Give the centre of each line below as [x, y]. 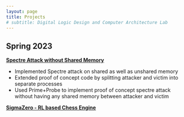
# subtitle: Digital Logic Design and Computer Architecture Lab [87, 22]
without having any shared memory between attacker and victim [92, 97]
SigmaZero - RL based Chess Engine [51, 108]
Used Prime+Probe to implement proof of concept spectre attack [92, 90]
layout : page [22, 11]
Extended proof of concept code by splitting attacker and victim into [96, 78]
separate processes [38, 84]
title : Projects [26, 17]
